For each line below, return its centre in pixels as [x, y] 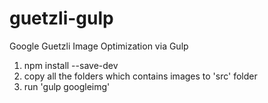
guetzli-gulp [61, 18]
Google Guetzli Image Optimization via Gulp [99, 46]
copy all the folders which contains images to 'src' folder [140, 76]
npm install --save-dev [71, 65]
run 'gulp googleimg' [67, 86]
